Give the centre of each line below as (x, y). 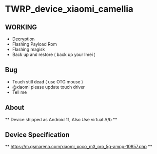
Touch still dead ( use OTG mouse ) (48, 81)
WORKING (21, 27)
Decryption (23, 39)
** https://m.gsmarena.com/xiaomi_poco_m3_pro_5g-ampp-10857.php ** (79, 147)
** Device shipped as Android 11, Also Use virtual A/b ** (61, 119)
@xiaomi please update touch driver (49, 87)
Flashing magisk (29, 49)
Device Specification (37, 135)
